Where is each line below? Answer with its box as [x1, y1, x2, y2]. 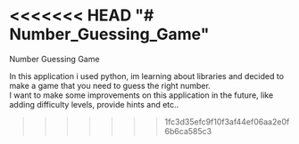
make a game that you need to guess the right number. [9, 80, 212, 91]
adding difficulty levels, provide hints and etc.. [9, 99, 179, 109]
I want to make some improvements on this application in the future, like [9, 90, 274, 100]
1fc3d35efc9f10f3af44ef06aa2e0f [164, 116, 290, 127]
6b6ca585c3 [164, 125, 212, 136]
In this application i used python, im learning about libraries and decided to [9, 70, 284, 81]
